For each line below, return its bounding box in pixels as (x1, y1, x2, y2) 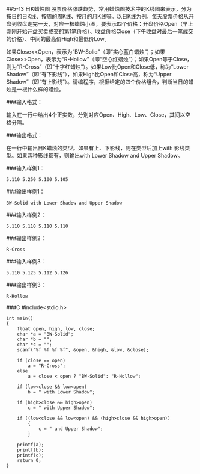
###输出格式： (6, 132, 43, 138)
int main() (6, 315, 34, 321)
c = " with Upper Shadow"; (28, 405, 95, 411)
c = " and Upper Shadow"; (38, 426, 103, 432)
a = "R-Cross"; (28, 363, 66, 369)
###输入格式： (6, 99, 43, 105)
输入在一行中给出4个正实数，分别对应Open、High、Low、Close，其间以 (6, 111, 186, 118)
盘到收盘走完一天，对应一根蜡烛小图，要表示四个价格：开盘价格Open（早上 (6, 20, 193, 27)
